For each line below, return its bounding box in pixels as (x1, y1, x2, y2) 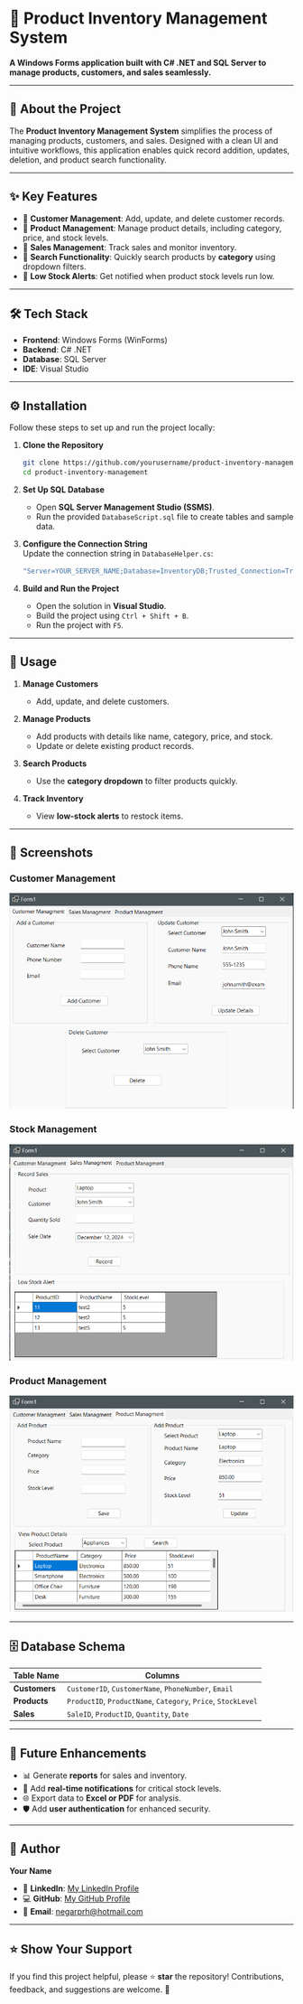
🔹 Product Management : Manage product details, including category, (22, 222, 282, 233)
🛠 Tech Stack (9, 306, 88, 322)
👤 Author (9, 1841, 60, 1857)
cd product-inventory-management (22, 468, 149, 477)
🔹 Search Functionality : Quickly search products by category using (22, 251, 276, 262)
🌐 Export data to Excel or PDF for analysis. (22, 1793, 182, 1803)
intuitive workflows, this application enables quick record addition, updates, (9, 145, 290, 155)
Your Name (9, 1865, 52, 1876)
